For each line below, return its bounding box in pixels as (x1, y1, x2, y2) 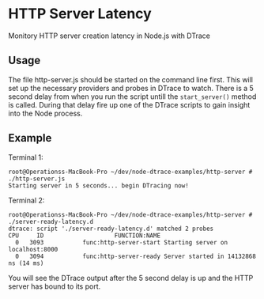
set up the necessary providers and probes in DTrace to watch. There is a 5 (8, 83, 255, 93)
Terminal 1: (8, 152, 43, 162)
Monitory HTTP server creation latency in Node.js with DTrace (8, 31, 211, 40)
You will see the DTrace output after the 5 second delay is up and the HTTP (8, 273, 254, 282)
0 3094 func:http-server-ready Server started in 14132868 (15, 252, 257, 260)
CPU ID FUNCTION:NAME (8, 231, 160, 240)
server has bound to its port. (8, 282, 101, 291)
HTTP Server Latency (8, 5, 152, 23)
